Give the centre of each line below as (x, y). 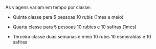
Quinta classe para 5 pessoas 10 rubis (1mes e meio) (68, 17)
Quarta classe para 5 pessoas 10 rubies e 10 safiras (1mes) (74, 27)
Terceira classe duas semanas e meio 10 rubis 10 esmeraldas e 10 (82, 37)
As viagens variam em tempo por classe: (48, 7)
